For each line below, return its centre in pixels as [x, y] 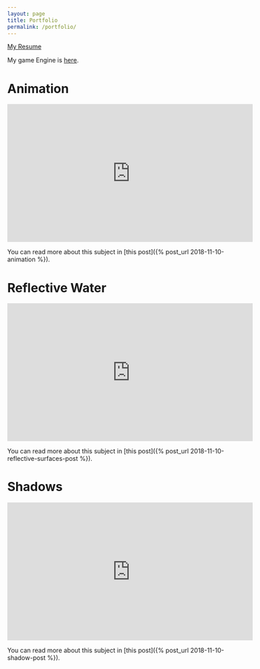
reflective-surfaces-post [43, 459]
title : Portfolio [33, 20]
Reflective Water [57, 288]
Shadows [35, 487]
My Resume [25, 47]
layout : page [26, 14]
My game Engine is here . [43, 60]
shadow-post [27, 658]
